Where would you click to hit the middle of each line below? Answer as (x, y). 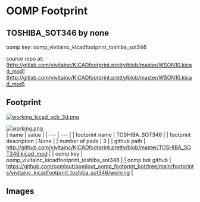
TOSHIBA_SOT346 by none (58, 33)
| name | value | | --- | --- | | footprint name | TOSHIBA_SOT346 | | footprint (99, 134)
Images (20, 191)
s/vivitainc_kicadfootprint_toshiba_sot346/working (68, 172)
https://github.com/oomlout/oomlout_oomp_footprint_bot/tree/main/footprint (100, 166)
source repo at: (25, 59)
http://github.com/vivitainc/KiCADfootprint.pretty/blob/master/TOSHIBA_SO (99, 147)
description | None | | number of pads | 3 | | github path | (76, 141)
